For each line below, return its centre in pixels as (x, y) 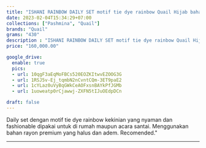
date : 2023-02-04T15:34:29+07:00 (49, 18)
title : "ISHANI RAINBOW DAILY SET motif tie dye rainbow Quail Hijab (97, 12)
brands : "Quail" (27, 29)
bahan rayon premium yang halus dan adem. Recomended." (82, 133)
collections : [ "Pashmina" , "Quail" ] (53, 23)
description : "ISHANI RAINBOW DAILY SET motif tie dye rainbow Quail (98, 40)
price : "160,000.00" (33, 46)
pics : (19, 68)
